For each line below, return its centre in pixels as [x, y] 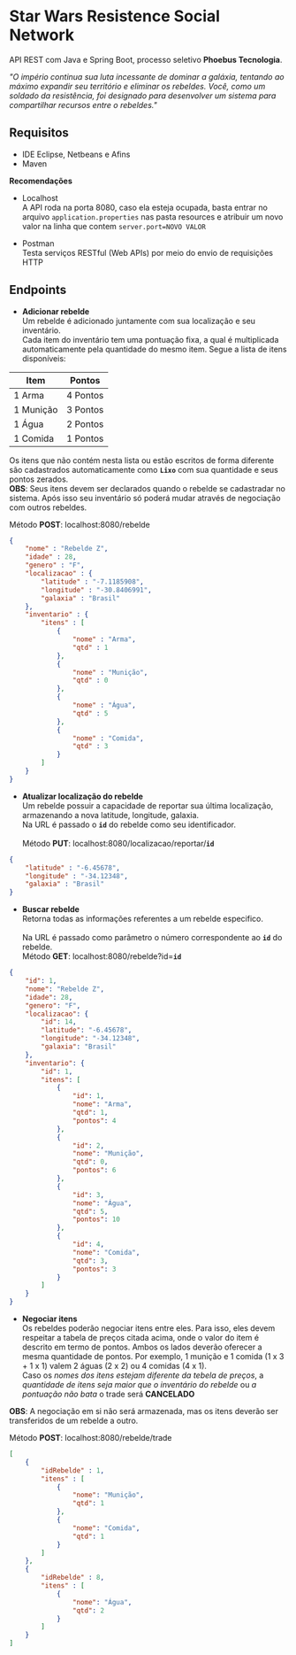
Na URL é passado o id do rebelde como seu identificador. [129, 824]
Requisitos [39, 133]
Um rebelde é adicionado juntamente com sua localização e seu [139, 321]
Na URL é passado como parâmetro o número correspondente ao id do [152, 938]
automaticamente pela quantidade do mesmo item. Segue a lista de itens [154, 349]
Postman [38, 243]
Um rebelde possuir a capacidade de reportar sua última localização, [148, 805]
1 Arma [29, 395]
